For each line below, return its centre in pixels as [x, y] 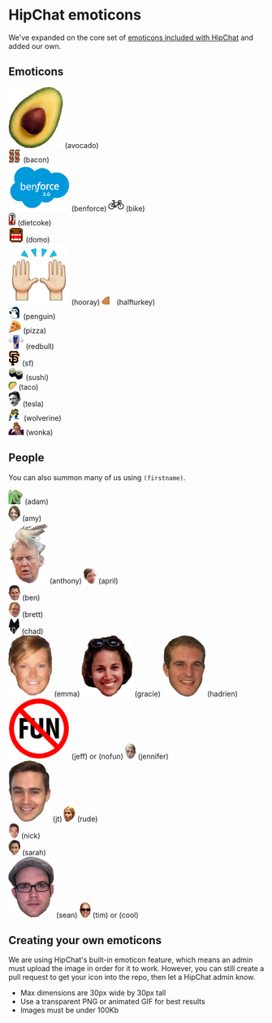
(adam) [36, 501]
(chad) [32, 631]
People [26, 458]
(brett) [32, 614]
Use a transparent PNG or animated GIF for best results [112, 1002]
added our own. [35, 46]
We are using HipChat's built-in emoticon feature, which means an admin [131, 960]
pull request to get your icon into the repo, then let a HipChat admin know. [132, 977]
